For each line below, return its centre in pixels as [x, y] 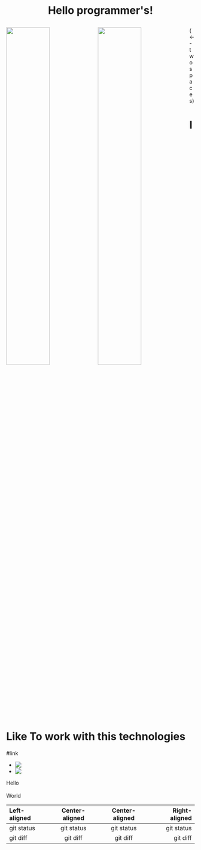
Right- [182, 810]
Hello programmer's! [100, 11]
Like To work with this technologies [96, 737]
